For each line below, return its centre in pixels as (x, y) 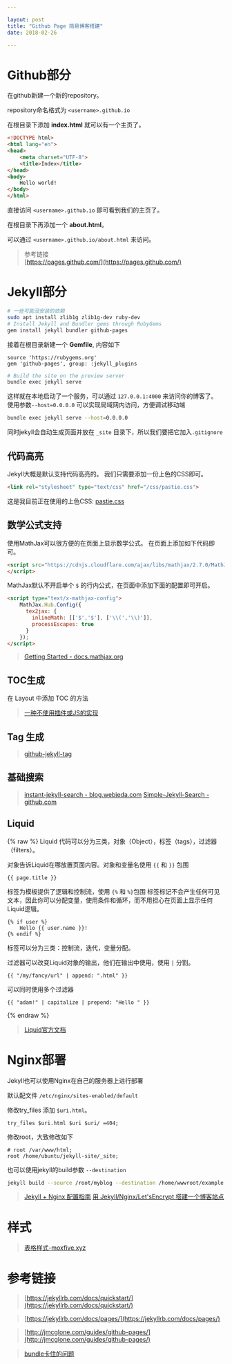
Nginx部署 (37, 1060)
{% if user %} (28, 922)
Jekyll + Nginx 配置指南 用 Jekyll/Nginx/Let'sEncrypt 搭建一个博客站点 (124, 1197)
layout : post (26, 19)
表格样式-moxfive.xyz (55, 1248)
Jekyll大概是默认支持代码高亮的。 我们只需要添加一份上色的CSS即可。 (107, 474)
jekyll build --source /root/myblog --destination (81, 1183)
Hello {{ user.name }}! (54, 928)
